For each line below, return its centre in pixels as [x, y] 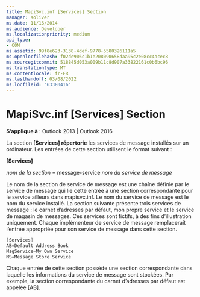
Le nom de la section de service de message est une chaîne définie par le [98, 184]
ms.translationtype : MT [36, 68]
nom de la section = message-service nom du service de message [89, 172]
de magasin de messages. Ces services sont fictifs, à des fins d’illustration [99, 216]
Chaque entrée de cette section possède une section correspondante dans [99, 268]
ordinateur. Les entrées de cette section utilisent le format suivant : [89, 149]
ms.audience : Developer [36, 29]
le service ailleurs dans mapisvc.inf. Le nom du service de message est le [98, 197]
